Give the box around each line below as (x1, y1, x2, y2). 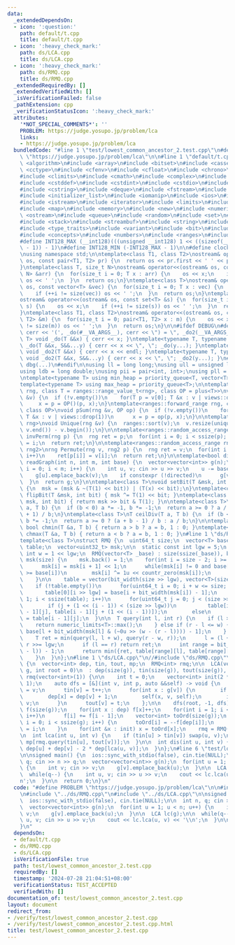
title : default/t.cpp (20, 36, 83, 43)
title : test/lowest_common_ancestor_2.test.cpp (7, 928, 149, 935)
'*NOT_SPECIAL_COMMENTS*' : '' (20, 120, 108, 128)
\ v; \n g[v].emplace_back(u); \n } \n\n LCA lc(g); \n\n (20, 810, 196, 817)
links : (20, 134, 39, 141)
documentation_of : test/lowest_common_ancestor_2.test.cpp (7, 895, 183, 902)
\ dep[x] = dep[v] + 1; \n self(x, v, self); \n (20, 693, 201, 700)
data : (7, 10, 23, 17)
